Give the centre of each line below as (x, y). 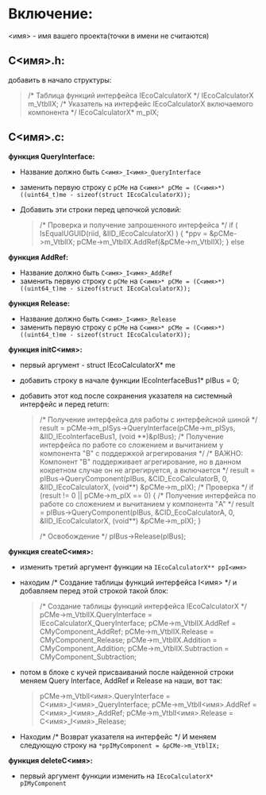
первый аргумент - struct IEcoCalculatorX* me (98, 365)
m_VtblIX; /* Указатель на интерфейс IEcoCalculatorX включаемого (141, 103)
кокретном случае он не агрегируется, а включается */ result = (147, 470)
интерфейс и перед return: (64, 404)
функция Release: (39, 303)
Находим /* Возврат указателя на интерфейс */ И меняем (118, 736)
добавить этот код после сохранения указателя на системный (126, 396)
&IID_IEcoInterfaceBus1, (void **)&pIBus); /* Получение (131, 436)
